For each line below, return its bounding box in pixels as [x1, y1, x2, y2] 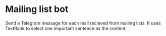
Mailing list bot [5, 3, 69, 15]
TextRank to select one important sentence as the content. [5, 25, 127, 31]
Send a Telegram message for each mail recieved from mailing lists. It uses [5, 20, 161, 26]
